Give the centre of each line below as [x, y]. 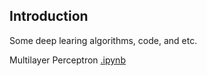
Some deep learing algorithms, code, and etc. [103, 40]
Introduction [49, 16]
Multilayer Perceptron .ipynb [67, 60]
